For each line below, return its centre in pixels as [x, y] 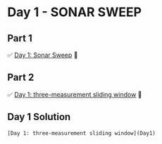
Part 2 [21, 78]
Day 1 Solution [39, 117]
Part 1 [20, 38]
